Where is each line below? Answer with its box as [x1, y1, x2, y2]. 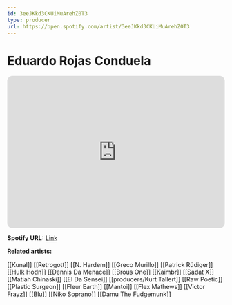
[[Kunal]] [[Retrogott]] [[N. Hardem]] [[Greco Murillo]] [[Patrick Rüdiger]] [7, 261, 213, 269]
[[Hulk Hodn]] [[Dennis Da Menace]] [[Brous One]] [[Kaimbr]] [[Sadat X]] [7, 268, 214, 277]
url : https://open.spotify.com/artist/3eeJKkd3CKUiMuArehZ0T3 [7, 23, 190, 30]
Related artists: [7, 247, 52, 256]
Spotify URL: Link [7, 234, 58, 242]
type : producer [7, 17, 51, 24]
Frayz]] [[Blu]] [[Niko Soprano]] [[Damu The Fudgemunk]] [7, 290, 171, 298]
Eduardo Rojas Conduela [7, 53, 151, 68]
